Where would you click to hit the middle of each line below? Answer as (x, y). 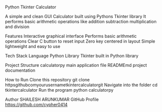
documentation (20, 70)
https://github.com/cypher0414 (36, 104)
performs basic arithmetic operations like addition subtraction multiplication (81, 22)
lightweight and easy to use (33, 46)
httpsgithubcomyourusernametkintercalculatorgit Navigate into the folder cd (81, 85)
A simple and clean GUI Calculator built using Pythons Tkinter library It (76, 16)
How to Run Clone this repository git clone (47, 80)
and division (17, 27)
